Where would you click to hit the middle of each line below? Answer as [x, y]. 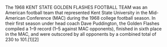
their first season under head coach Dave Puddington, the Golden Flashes [82, 23]
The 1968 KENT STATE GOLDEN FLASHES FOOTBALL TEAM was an [76, 7]
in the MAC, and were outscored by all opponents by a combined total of [81, 34]
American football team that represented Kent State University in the [76, 13]
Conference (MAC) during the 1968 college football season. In [91, 18]
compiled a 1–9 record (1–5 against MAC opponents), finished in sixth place [83, 29]
